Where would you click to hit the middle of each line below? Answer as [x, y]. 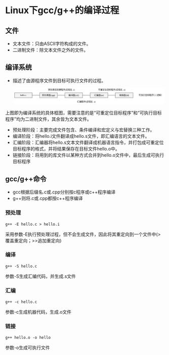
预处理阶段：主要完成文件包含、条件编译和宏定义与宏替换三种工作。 [83, 130]
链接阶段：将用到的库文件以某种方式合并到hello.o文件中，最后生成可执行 [88, 155]
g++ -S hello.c [21, 266]
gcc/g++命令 [26, 179]
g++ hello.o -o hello [28, 338]
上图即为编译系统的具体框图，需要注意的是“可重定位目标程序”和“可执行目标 [83, 113]
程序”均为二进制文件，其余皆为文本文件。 [49, 119]
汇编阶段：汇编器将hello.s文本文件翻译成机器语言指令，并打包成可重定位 [88, 142]
